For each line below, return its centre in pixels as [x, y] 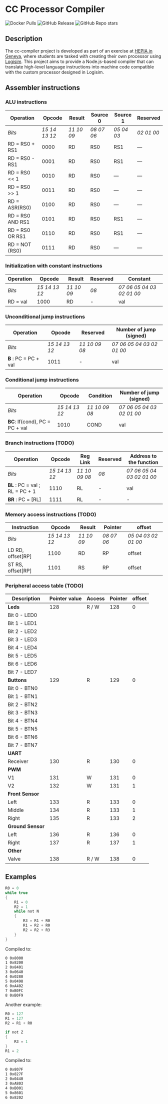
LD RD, [16, 550]
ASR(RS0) [19, 207]
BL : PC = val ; [24, 485]
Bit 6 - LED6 [22, 664]
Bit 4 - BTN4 [23, 721]
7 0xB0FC [14, 990]
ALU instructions [26, 102]
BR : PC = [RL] [24, 499]
